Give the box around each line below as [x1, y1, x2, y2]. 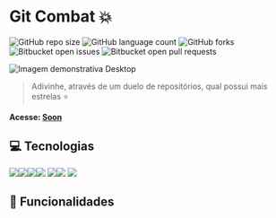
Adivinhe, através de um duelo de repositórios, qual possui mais [30, 81, 269, 92]
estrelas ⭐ [30, 91, 69, 101]
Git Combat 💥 [9, 6, 113, 27]
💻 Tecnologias [9, 139, 95, 154]
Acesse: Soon [9, 111, 63, 122]
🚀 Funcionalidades [9, 195, 115, 210]
